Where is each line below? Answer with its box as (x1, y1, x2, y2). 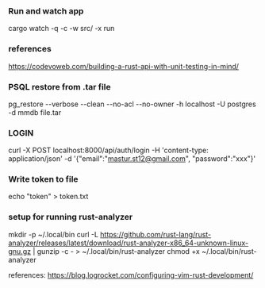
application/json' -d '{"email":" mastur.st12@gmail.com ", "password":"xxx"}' (8, 154, 256, 163)
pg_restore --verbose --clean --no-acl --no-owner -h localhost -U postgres (8, 99, 256, 109)
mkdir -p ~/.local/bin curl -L (8, 229, 99, 239)
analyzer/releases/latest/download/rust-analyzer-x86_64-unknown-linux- (8, 238, 249, 248)
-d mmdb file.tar (8, 107, 62, 117)
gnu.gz (8, 246, 32, 255)
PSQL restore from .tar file (8, 81, 111, 92)
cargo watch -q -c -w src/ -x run (8, 24, 115, 33)
